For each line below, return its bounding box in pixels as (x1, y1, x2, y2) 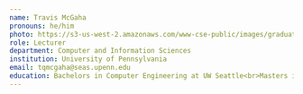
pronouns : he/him (9, 21, 75, 30)
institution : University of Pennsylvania (9, 55, 168, 64)
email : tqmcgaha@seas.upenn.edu (9, 64, 131, 73)
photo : (9, 30, 34, 38)
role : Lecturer (9, 38, 67, 47)
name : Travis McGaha (9, 13, 87, 22)
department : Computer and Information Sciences (9, 47, 192, 56)
